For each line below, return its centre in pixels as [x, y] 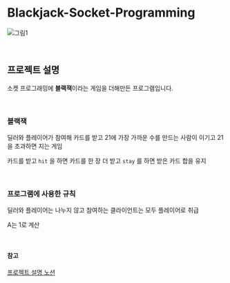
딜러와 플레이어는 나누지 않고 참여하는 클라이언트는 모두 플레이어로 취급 [103, 210]
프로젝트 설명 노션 [31, 272]
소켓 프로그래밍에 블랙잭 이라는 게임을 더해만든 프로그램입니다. [90, 88]
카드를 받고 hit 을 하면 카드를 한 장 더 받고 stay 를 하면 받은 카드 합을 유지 [107, 161]
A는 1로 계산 [23, 225]
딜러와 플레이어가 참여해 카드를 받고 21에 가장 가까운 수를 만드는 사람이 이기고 [112, 138]
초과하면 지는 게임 [38, 146]
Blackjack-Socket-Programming [101, 13]
